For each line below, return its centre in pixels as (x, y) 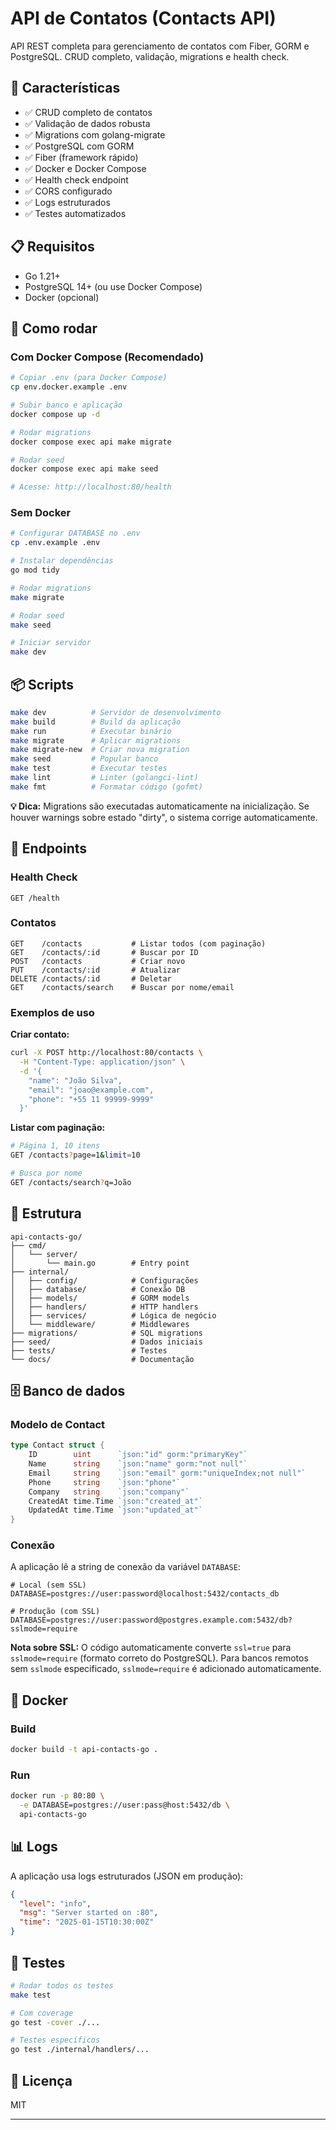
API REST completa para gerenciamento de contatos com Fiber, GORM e (160, 46)
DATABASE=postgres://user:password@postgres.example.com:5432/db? (151, 1620)
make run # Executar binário (91, 731)
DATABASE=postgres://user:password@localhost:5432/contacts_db (145, 1594)
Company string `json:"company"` (109, 1492)
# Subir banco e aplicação (66, 405)
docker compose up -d (55, 414)
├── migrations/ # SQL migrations (106, 1333)
